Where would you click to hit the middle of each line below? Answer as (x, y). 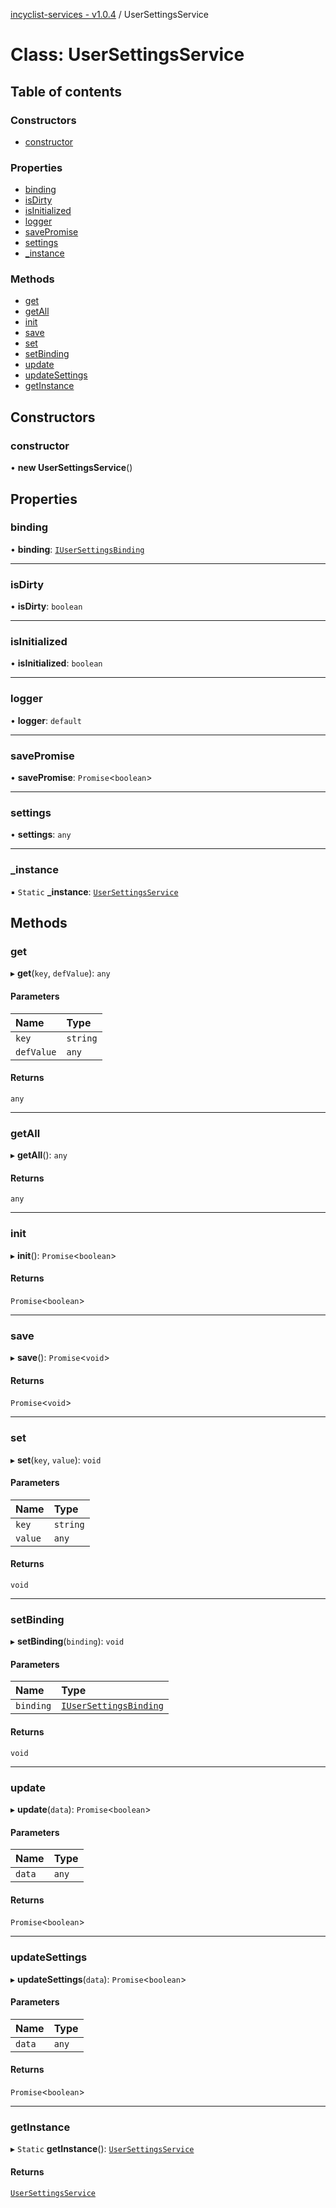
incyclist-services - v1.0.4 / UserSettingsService (110, 14)
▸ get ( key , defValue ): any (60, 973)
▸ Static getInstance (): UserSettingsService (102, 2149)
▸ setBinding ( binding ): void (67, 1641)
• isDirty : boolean (46, 606)
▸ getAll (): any (39, 1155)
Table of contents (66, 91)
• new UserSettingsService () (71, 468)
